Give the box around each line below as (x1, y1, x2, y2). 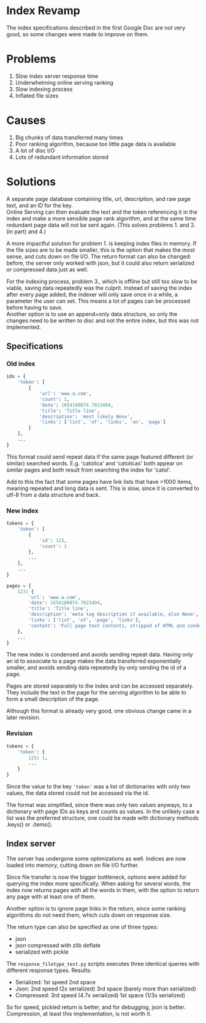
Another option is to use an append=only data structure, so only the (6, 310, 178, 317)
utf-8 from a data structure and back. (6, 491, 101, 498)
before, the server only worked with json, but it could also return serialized (6, 259, 194, 266)
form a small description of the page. (6, 695, 100, 703)
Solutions (6, 175, 56, 189)
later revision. (6, 714, 41, 722)
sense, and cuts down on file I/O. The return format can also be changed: (6, 252, 192, 260)
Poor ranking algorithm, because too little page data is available (15, 140, 177, 147)
